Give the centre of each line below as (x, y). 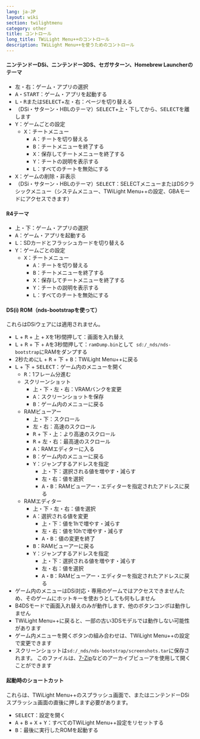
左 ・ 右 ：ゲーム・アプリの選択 (51, 87)
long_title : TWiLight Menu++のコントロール (58, 39)
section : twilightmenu (34, 23)
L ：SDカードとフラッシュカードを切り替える (70, 243)
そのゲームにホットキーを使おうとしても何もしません (90, 599)
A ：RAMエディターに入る (64, 449)
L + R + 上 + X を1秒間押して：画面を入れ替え (69, 337)
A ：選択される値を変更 (60, 516)
